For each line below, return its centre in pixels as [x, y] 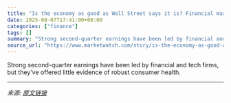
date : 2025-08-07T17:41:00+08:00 [55, 20]
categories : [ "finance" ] [43, 26]
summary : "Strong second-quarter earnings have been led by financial [110, 39]
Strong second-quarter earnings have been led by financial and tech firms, [113, 65]
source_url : [24, 45]
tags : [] [20, 33]
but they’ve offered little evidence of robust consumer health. [94, 72]
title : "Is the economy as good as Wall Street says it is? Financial [110, 13]
